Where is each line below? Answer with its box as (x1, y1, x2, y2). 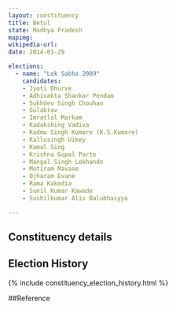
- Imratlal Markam (22, 114, 82, 122)
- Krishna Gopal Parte (22, 151, 97, 158)
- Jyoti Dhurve (22, 84, 72, 92)
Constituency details (8, 230, 112, 244)
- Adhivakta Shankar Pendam (22, 91, 114, 99)
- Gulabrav (22, 106, 58, 114)
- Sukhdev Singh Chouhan (22, 99, 104, 107)
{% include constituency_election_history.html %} (8, 277, 169, 288)
